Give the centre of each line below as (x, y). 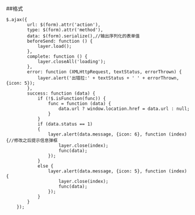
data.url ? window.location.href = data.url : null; (124, 109)
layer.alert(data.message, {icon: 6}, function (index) (117, 134)
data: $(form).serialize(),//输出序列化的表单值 (83, 36)
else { (45, 166)
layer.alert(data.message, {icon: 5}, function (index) (117, 171)
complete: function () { (57, 57)
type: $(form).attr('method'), (65, 30)
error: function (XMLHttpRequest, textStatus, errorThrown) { (105, 72)
